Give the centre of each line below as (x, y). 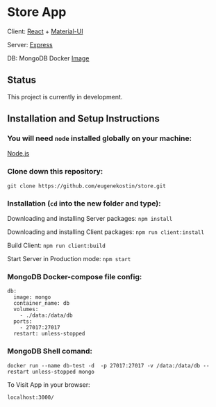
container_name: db (42, 304)
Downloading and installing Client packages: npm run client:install (106, 232)
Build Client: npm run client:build (56, 246)
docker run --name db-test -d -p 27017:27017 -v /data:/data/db (103, 365)
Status (22, 80)
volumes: (26, 310)
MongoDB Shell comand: (50, 351)
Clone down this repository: (55, 172)
